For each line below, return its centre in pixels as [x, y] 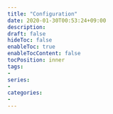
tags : [15, 67]
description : [27, 27]
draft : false [27, 34]
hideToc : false [30, 40]
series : [19, 80]
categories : [25, 93]
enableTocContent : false [44, 54]
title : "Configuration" [43, 14]
